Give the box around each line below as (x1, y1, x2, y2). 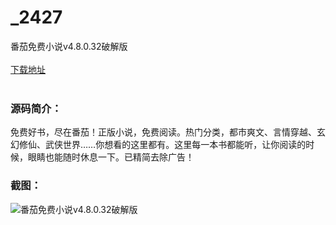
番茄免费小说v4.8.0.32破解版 (10, 40, 128, 52)
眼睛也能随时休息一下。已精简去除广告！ (27, 151, 195, 163)
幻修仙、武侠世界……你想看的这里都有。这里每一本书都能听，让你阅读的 (10, 139, 307, 151)
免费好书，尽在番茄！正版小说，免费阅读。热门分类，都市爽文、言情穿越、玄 (10, 126, 326, 138)
